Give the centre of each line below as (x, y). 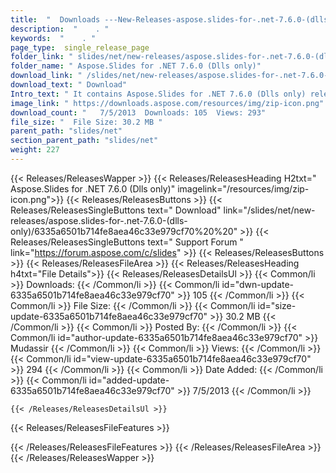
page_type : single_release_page (80, 47)
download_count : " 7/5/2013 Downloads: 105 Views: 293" (138, 112)
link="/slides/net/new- (269, 210)
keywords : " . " (53, 38)
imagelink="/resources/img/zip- (243, 188)
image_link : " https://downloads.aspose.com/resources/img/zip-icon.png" (167, 103)
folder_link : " (42, 57)
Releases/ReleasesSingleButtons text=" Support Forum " (127, 242)
